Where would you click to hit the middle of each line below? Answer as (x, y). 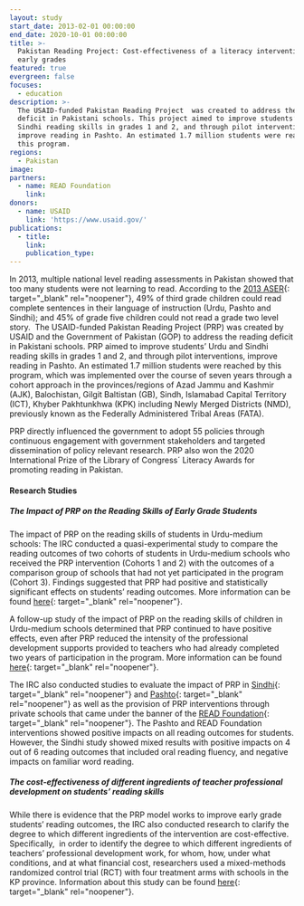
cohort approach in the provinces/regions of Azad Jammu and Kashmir (142, 385)
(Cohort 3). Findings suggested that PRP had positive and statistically (139, 582)
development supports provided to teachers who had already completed (144, 647)
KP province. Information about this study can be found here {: (125, 882)
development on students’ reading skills (87, 792)
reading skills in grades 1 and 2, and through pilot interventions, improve (143, 356)
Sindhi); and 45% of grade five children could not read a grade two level (144, 318)
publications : (36, 228)
